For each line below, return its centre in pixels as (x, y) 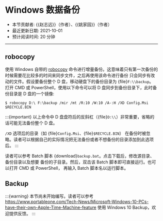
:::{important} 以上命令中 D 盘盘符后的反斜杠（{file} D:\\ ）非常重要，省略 (78, 117)
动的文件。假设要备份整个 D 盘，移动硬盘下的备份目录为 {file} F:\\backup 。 (79, 81)
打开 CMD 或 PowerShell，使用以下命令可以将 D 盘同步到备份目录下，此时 (79, 87)
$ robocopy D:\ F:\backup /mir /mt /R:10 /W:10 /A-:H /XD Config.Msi (77, 103)
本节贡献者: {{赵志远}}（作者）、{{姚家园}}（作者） (62, 24)
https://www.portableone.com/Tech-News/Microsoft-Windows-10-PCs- (77, 201)
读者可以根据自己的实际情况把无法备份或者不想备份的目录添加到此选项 (83, 139)
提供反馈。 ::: (22, 213)
